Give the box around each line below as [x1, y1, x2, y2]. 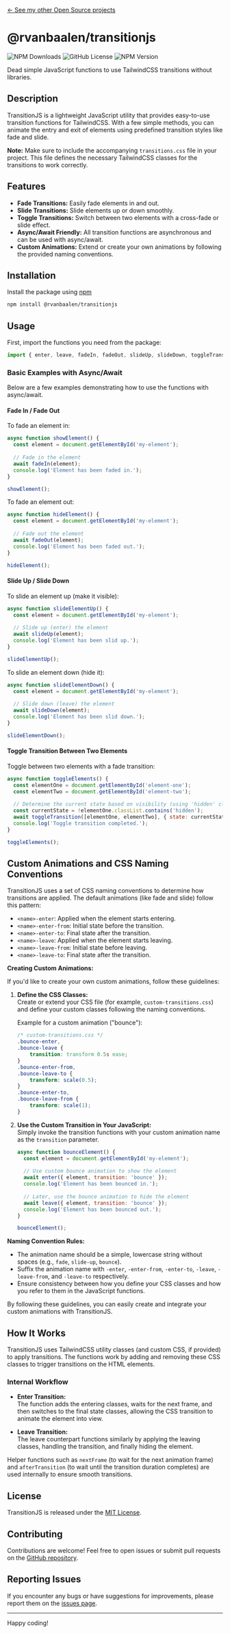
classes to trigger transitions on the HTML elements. [7, 1360, 155, 1369]
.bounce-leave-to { [16, 1070, 73, 1077]
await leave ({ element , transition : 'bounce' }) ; [23, 1199, 168, 1206]
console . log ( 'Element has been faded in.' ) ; [13, 466, 142, 474]
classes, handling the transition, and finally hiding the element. [16, 1443, 194, 1451]
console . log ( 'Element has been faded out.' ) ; [13, 543, 146, 550]
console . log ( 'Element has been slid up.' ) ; [13, 637, 139, 644]
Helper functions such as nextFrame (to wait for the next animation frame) [7, 1456, 214, 1464]
